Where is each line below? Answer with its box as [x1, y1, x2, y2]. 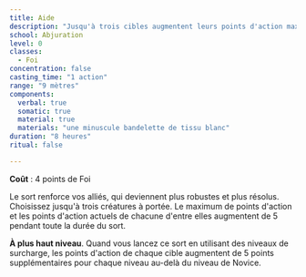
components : [9, 89, 55, 98]
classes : [9, 47, 43, 56]
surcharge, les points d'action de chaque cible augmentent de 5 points [9, 247, 275, 258]
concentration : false [9, 65, 92, 74]
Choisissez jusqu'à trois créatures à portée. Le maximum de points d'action [9, 200, 292, 211]
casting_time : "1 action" [9, 73, 107, 82]
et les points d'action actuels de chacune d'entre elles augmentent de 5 [9, 210, 279, 221]
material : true [17, 115, 76, 124]
